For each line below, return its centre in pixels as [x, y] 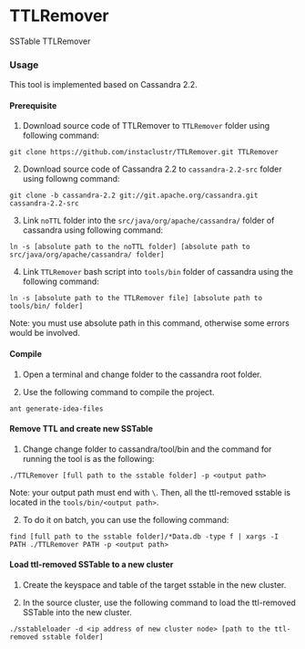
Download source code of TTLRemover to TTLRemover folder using [146, 126]
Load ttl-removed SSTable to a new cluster [91, 565]
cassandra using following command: [93, 230]
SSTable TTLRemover [50, 41]
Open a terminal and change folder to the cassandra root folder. [142, 374]
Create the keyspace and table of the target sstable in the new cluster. [154, 585]
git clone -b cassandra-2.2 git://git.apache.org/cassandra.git [134, 196]
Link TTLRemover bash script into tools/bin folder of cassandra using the [158, 272]
